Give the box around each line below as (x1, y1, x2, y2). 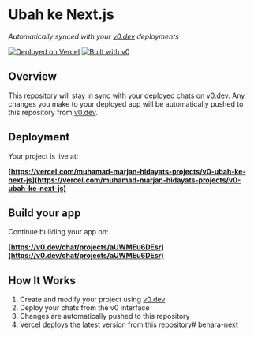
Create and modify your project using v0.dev (19, 294, 166, 305)
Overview (8, 69, 58, 84)
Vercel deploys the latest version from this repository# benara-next (19, 320, 238, 329)
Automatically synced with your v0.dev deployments (8, 32, 179, 41)
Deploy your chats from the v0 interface (19, 303, 150, 313)
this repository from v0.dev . (8, 107, 99, 117)
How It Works (8, 274, 77, 287)
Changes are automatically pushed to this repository (19, 312, 190, 321)
